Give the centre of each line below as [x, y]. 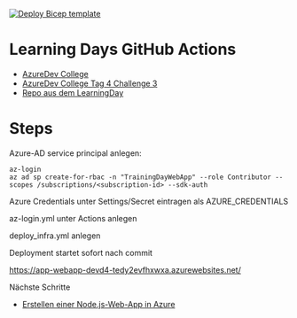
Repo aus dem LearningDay [73, 92]
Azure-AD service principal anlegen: [75, 153]
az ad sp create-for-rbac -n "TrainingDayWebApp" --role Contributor [141, 177]
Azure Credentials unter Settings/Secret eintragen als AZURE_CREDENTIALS [149, 201]
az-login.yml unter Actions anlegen [73, 218]
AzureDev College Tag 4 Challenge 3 [90, 83]
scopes [21, 185]
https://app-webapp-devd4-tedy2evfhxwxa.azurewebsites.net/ [125, 269]
